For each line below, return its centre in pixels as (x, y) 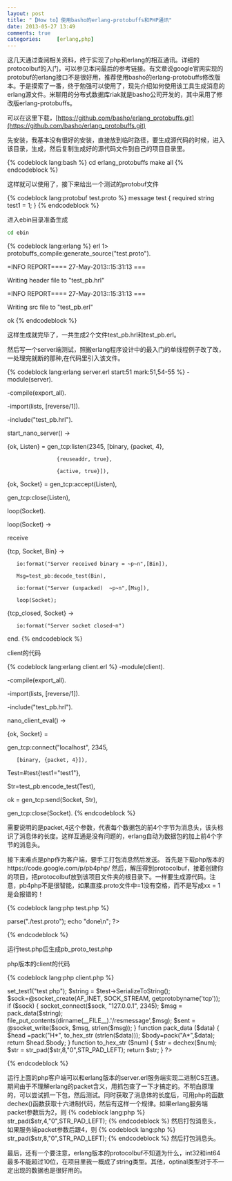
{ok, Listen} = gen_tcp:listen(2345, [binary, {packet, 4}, (86, 446)
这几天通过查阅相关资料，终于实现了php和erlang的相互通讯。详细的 (104, 60)
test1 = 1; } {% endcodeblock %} (53, 206)
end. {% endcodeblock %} (45, 639)
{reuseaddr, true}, (84, 459)
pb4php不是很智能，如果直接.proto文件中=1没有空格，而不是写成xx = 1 (120, 885)
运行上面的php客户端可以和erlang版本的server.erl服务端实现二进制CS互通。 (115, 1077)
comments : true (29, 33)
